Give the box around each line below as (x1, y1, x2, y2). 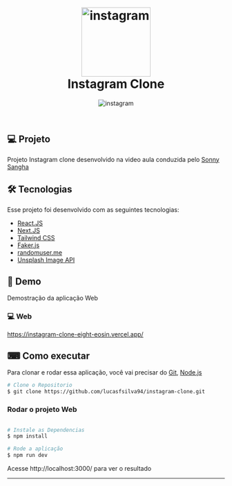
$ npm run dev (7, 452, 48, 459)
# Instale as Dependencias (7, 426, 85, 433)
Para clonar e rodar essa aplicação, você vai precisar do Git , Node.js (7, 368, 202, 377)
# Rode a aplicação (7, 445, 64, 453)
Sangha (7, 163, 29, 171)
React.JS (17, 219, 43, 227)
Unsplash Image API (17, 255, 75, 264)
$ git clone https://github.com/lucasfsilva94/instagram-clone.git (7, 388, 206, 395)
